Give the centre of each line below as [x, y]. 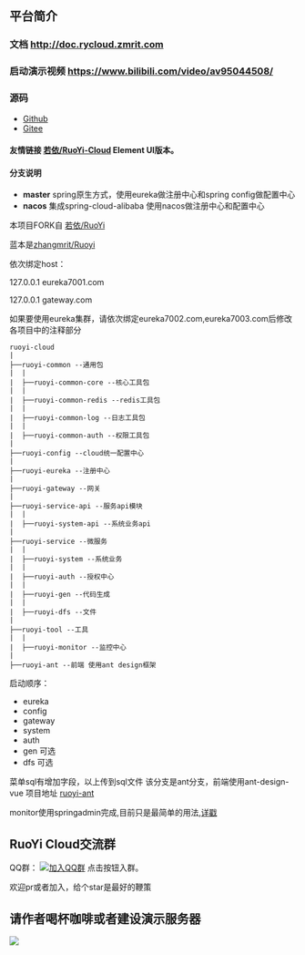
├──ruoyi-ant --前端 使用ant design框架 [83, 665]
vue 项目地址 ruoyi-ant [52, 793]
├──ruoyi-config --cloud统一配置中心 [76, 454]
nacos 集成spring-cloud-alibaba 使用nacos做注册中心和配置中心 [144, 206]
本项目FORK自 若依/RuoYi [57, 225]
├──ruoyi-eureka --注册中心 [60, 471]
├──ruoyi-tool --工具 [49, 630]
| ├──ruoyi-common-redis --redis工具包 [85, 400]
